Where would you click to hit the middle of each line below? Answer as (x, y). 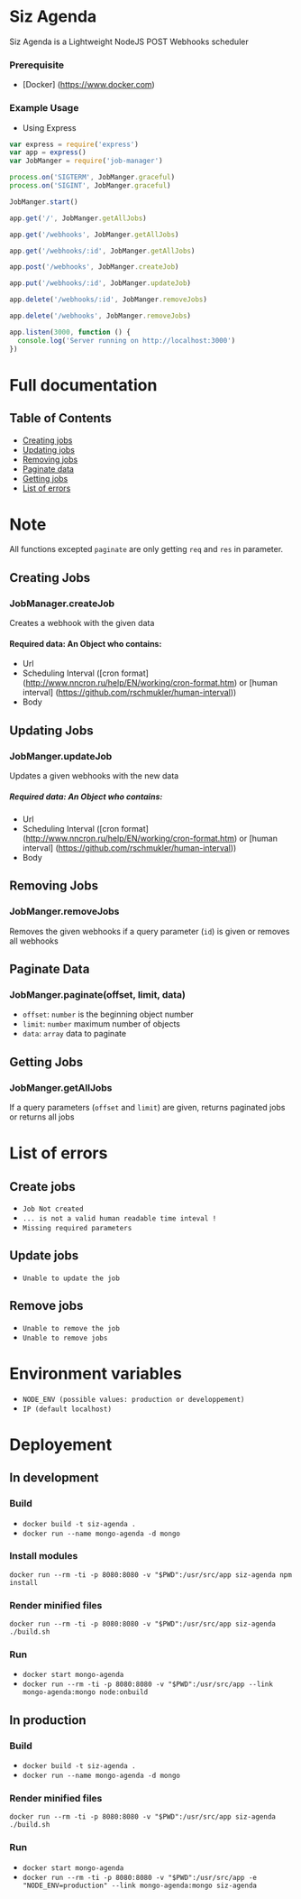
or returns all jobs (42, 1117)
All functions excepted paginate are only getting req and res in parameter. (146, 549)
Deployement (61, 1444)
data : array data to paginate (74, 1034)
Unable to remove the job (71, 1328)
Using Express (49, 127)
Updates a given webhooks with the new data (94, 776)
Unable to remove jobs (65, 1338)
